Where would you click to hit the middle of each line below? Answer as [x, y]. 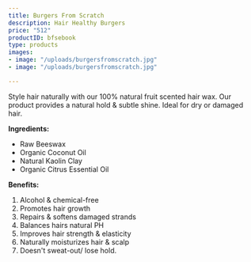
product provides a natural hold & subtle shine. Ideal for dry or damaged [126, 104]
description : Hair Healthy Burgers [67, 23]
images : [21, 52]
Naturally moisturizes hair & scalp [74, 241]
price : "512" [30, 30]
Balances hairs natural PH [62, 225]
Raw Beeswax [42, 144]
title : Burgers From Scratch [56, 15]
